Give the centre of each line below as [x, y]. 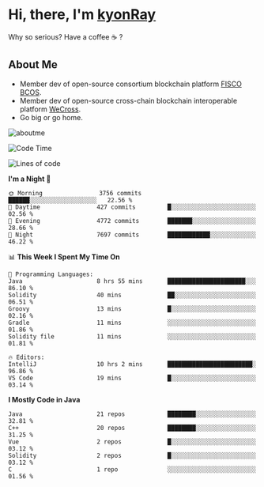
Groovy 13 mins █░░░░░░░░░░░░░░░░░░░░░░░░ [132, 309]
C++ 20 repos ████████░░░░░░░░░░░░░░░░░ [132, 428]
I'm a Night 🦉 [30, 179]
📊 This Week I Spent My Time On [64, 257]
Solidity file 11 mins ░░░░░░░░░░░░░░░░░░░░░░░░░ [132, 336]
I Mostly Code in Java [44, 399]
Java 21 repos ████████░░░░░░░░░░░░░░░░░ [132, 414]
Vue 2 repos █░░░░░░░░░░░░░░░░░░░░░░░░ [132, 442]
